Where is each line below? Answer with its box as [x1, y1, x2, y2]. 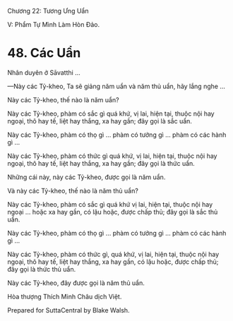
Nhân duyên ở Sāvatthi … [7, 68, 81, 77]
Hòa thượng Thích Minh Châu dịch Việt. [7, 292, 122, 301]
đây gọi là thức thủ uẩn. [7, 265, 76, 273]
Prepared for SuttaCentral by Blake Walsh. [7, 305, 130, 314]
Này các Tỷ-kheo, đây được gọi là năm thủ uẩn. [7, 279, 145, 287]
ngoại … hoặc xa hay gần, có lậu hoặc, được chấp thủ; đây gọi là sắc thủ [7, 207, 218, 216]
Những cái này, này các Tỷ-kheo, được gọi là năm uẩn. [7, 173, 166, 181]
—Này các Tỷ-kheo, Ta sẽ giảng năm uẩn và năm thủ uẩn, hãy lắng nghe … [7, 82, 226, 90]
